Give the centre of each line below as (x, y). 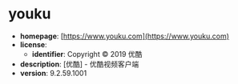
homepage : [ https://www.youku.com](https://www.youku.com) (125, 36)
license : (33, 44)
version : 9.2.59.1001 (53, 73)
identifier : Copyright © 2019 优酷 (87, 54)
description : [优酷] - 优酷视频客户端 (79, 64)
